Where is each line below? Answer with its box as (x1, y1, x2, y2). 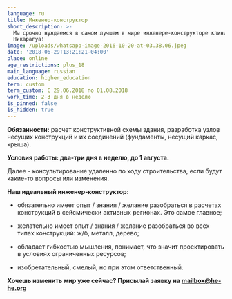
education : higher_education (7, 74, 91, 81)
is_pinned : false (7, 100, 57, 107)
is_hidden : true (7, 106, 54, 113)
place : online (7, 55, 48, 62)
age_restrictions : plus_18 (7, 61, 85, 68)
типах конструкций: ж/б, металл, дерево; (17, 229, 139, 237)
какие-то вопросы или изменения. (7, 174, 109, 182)
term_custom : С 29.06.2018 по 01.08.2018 (7, 87, 128, 94)
